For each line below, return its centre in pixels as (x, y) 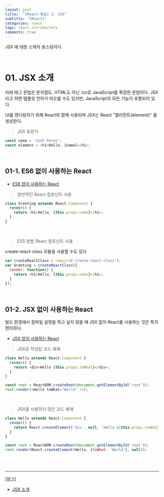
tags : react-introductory (31, 28)
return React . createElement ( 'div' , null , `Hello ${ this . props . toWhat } (87, 427)
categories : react (24, 23)
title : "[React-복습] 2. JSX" (36, 14)
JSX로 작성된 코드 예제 (39, 349)
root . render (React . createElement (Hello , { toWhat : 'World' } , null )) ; (76, 450)
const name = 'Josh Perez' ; (34, 140)
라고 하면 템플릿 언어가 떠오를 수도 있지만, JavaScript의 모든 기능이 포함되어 (78, 98)
